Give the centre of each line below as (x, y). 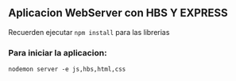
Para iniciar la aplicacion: (58, 52)
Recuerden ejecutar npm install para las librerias (89, 32)
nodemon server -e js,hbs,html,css (67, 69)
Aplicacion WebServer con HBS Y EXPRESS (118, 13)
